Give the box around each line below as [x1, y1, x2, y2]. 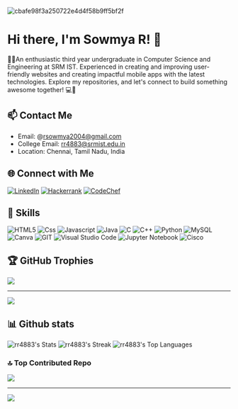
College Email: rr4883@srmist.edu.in [17, 139, 125, 148]
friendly [7, 69, 30, 78]
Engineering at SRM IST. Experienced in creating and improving [7, 62, 193, 71]
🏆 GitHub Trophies [7, 254, 94, 267]
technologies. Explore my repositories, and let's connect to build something [7, 77, 228, 86]
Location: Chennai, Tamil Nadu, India [17, 147, 125, 155]
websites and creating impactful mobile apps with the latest [31, 69, 205, 78]
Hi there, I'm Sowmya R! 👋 [7, 32, 161, 47]
